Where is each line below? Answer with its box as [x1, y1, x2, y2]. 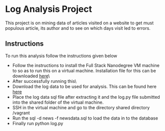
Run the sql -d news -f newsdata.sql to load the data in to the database [12, 115, 158, 121]
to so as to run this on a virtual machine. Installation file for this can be [12, 67, 157, 73]
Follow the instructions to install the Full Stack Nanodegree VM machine [12, 62, 160, 68]
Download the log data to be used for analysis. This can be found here [12, 83, 157, 89]
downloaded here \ [12, 73, 50, 79]
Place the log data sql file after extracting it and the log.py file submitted [12, 94, 160, 100]
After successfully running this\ [12, 78, 77, 84]
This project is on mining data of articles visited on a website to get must [5, 20, 154, 26]
